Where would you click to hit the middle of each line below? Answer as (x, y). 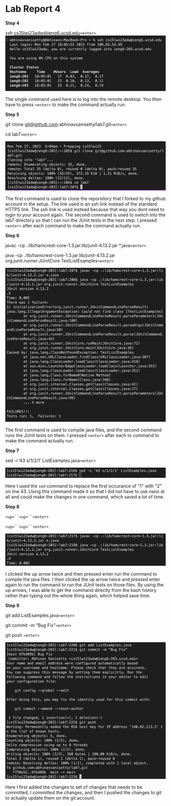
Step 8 (12, 506)
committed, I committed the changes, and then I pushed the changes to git (83, 793)
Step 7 (12, 450)
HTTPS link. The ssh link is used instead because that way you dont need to (85, 210)
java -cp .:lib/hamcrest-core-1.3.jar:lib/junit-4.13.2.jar (60, 255)
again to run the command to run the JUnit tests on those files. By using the (84, 585)
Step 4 (12, 23)
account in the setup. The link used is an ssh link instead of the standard (81, 204)
